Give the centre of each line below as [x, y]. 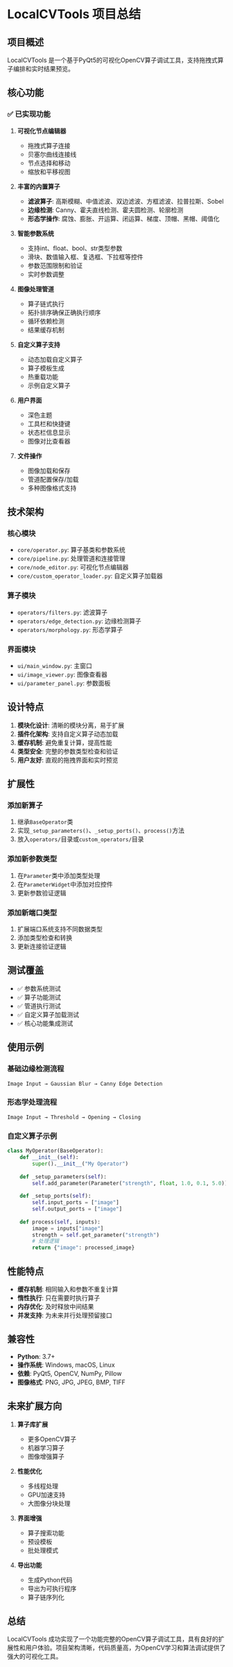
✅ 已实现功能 [29, 114]
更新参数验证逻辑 [42, 893]
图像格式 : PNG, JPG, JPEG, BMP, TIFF [71, 1382]
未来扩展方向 [35, 1406]
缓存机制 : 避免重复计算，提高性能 [64, 742]
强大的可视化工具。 [35, 1657]
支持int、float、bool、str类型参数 [75, 248]
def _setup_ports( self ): [55, 1196]
